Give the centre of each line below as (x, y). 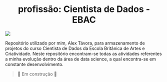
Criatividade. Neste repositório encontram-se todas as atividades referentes (83, 53)
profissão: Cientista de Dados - (84, 9)
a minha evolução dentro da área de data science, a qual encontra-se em (80, 59)
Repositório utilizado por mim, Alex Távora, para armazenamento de (75, 43)
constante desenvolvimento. (34, 64)
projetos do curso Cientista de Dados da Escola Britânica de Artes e (75, 48)
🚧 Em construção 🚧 (37, 74)
